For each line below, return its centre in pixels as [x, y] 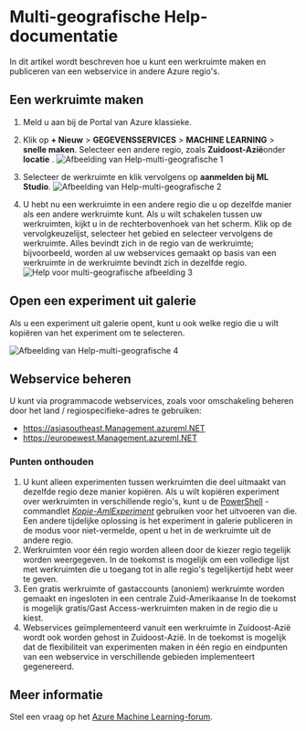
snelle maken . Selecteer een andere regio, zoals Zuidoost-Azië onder [154, 149]
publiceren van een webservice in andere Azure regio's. [115, 71]
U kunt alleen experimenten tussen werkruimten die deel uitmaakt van [154, 482]
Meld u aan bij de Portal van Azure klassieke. [107, 122]
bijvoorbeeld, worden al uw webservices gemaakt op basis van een [149, 252]
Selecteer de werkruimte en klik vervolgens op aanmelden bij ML [146, 176]
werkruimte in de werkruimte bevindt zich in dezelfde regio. [135, 262]
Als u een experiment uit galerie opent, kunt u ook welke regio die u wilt [144, 323]
